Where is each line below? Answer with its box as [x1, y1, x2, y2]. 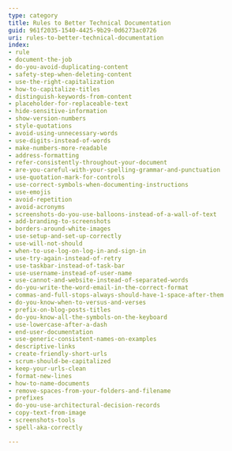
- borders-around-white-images [8, 225, 111, 233]
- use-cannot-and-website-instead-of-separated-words [8, 276, 189, 285]
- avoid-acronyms [8, 203, 65, 210]
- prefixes [8, 394, 44, 402]
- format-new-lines [8, 372, 73, 380]
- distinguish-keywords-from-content [8, 93, 133, 100]
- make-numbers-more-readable [8, 144, 108, 152]
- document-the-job [8, 56, 73, 64]
